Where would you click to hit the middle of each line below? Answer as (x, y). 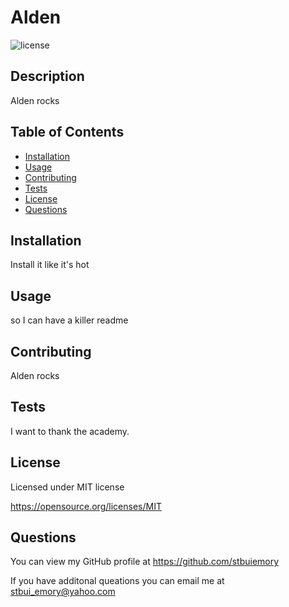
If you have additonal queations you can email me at (117, 581)
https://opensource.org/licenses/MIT (86, 506)
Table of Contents (67, 132)
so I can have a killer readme (69, 320)
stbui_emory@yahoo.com (63, 592)
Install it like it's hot (50, 265)
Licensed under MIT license (67, 487)
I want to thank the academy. (70, 431)
